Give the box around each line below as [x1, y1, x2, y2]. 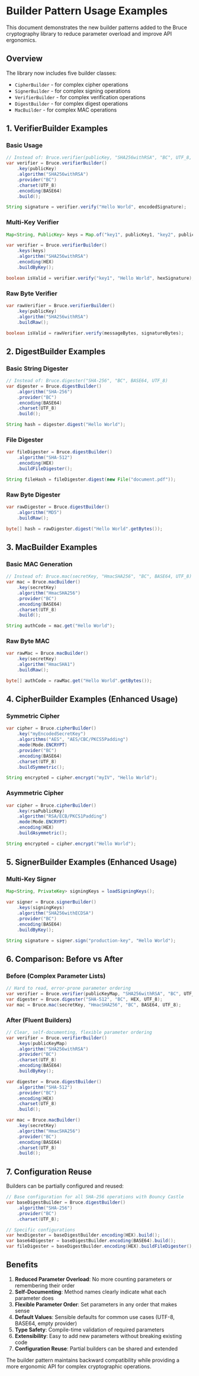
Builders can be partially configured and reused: [6, 1182, 124, 1189]
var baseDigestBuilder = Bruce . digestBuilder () [6, 1200, 126, 1205]
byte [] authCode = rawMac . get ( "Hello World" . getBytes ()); [6, 677, 152, 684]
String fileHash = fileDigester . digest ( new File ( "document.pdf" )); [6, 476, 176, 482]
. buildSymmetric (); [17, 764, 65, 770]
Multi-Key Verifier [6, 218, 59, 226]
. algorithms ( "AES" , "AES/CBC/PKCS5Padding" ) [17, 737, 129, 743]
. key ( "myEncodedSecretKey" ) [17, 731, 86, 737]
